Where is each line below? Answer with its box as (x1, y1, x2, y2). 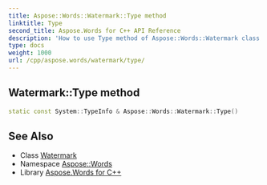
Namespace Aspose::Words (19, 159, 112, 169)
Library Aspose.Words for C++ (19, 167, 122, 177)
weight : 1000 (8, 49, 52, 57)
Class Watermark (19, 151, 78, 160)
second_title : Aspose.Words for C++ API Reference (8, 26, 181, 34)
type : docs (8, 42, 45, 50)
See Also (8, 129, 54, 143)
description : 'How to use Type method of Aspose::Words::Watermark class (8, 34, 261, 42)
